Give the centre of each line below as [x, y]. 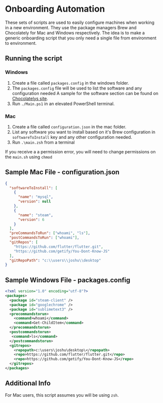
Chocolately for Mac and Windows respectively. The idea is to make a [75, 33]
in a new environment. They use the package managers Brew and [71, 27]
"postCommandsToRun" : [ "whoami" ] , [44, 238]
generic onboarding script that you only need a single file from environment [81, 38]
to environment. [21, 43]
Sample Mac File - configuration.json [62, 172]
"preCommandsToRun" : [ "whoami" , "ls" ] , [50, 233]
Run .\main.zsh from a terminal [43, 142]
